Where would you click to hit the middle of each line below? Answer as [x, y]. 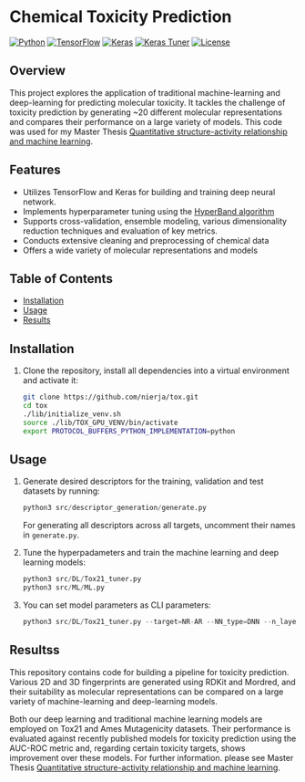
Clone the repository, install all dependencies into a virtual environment [156, 370]
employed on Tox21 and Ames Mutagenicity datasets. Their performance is [150, 728]
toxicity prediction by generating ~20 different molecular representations [146, 112]
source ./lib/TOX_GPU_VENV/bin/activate [100, 422]
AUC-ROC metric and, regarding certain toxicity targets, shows [127, 748]
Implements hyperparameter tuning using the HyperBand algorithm [148, 211]
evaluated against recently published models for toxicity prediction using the [153, 738]
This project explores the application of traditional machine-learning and [145, 92]
